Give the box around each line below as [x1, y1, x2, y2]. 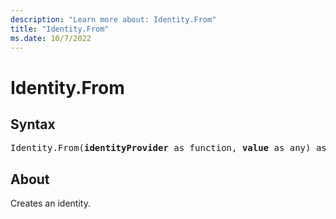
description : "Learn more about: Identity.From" [10, 14, 217, 25]
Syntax [10, 116, 56, 133]
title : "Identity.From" [10, 24, 110, 34]
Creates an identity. [10, 197, 91, 210]
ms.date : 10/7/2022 [10, 33, 92, 43]
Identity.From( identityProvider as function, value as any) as [10, 142, 327, 154]
